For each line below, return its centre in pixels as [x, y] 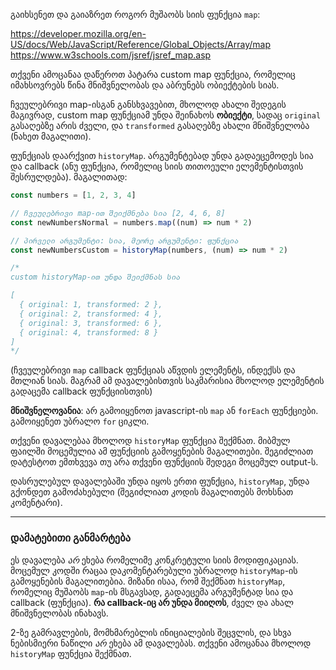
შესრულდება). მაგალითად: [69, 177]
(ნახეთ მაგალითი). [51, 136]
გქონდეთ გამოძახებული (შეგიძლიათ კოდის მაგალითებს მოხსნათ [152, 492]
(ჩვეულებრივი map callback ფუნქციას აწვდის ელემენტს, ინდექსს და [153, 370]
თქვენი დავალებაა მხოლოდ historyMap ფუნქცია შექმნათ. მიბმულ [150, 441]
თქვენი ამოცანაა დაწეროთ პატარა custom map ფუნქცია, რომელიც [153, 74]
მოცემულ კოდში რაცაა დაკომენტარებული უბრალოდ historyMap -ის [154, 570]
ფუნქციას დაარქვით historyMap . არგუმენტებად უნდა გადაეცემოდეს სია [162, 155]
